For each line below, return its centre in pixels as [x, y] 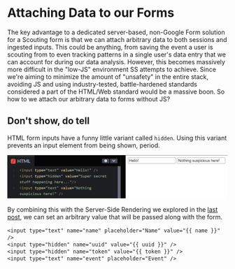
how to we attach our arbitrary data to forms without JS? [89, 99]
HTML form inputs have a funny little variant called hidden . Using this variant [117, 138]
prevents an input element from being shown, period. [84, 145]
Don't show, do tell [48, 121]
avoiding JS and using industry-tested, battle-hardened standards [102, 84]
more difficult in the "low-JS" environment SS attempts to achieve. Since [112, 69]
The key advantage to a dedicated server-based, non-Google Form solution [116, 32]
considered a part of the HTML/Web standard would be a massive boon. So [116, 92]
